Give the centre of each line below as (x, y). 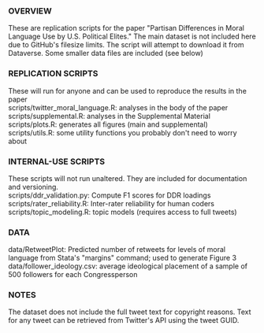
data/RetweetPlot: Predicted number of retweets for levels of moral (117, 250)
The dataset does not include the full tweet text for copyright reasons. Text (130, 312)
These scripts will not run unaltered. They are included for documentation (128, 178)
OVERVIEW (30, 11)
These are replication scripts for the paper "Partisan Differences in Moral (126, 28)
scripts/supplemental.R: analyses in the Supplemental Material (110, 116)
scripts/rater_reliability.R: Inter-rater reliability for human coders (112, 203)
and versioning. (33, 187)
